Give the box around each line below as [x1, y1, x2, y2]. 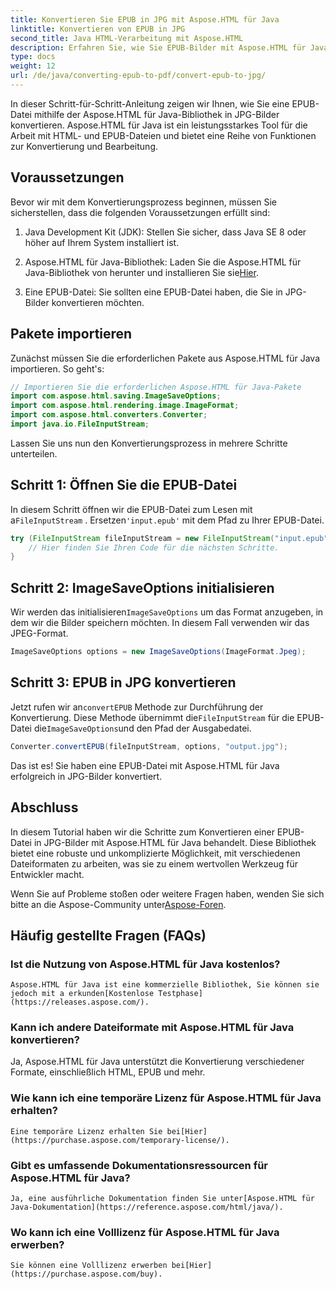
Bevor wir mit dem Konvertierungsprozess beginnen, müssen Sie [10, 196, 277, 208]
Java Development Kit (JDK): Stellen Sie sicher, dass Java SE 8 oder [24, 226, 307, 238]
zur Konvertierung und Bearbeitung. [10, 140, 158, 152]
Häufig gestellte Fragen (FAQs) [10, 927, 207, 944]
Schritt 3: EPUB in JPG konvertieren [10, 674, 237, 691]
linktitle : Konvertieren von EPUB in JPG [10, 24, 186, 34]
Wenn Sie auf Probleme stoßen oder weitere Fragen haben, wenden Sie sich [10, 887, 325, 900]
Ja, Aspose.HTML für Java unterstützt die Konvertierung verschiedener [10, 1056, 305, 1068]
